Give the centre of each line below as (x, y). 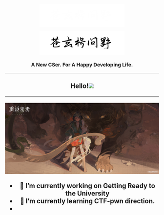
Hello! (80, 86)
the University (87, 193)
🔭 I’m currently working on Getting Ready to (87, 185)
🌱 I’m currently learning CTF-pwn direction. (87, 201)
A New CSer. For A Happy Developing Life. (82, 65)
